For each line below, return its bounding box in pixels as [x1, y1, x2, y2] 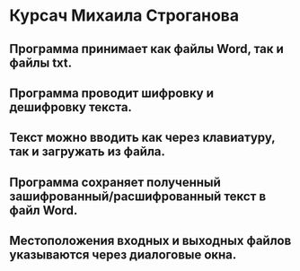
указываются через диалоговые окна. [9, 248, 237, 263]
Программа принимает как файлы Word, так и [9, 41, 285, 57]
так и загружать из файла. [9, 144, 166, 160]
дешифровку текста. [9, 100, 133, 115]
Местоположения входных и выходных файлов [9, 233, 292, 249]
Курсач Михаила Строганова [9, 5, 240, 26]
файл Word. [9, 203, 78, 218]
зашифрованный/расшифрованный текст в [9, 188, 267, 204]
